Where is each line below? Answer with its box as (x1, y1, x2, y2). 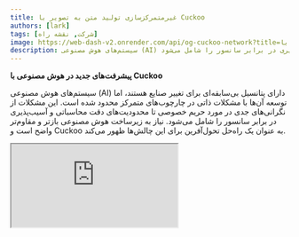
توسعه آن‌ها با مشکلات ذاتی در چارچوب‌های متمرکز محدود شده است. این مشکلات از (10, 97, 287, 107)
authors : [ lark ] (10, 21, 70, 30)
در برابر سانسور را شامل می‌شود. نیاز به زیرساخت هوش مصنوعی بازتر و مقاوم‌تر (10, 116, 278, 127)
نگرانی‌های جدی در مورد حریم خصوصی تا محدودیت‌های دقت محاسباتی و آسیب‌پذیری (10, 107, 287, 117)
